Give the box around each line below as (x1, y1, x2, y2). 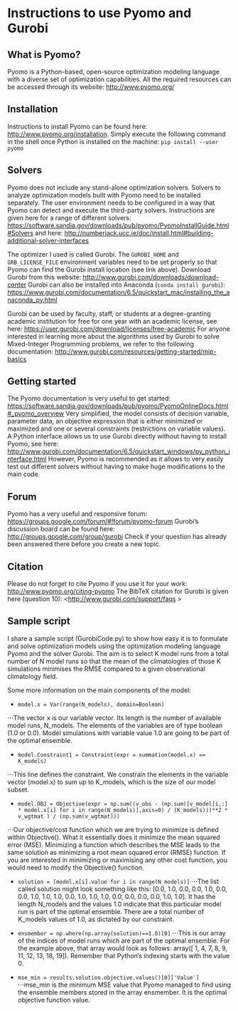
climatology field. (7, 672, 58, 680)
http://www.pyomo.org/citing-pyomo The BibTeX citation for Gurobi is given (7, 587, 229, 596)
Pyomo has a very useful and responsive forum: (7, 510, 148, 518)
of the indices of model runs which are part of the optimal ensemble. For (17, 936, 230, 945)
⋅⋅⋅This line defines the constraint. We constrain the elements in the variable (7, 770, 229, 779)
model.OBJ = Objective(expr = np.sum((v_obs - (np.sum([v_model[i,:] (17, 800, 229, 807)
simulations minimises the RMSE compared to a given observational (7, 664, 206, 673)
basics (7, 354, 27, 363)
